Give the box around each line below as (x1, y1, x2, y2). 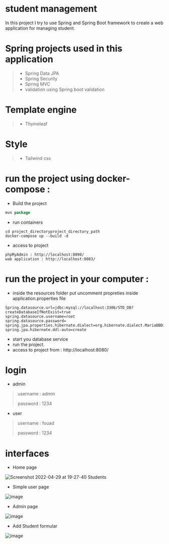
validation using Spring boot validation (25, 86, 105, 92)
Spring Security (25, 75, 58, 81)
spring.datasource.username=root (5, 314, 75, 319)
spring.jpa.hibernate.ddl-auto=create (5, 327, 87, 332)
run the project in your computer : (5, 273, 149, 284)
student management (5, 3, 97, 15)
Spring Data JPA (25, 70, 59, 76)
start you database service (12, 336, 68, 342)
